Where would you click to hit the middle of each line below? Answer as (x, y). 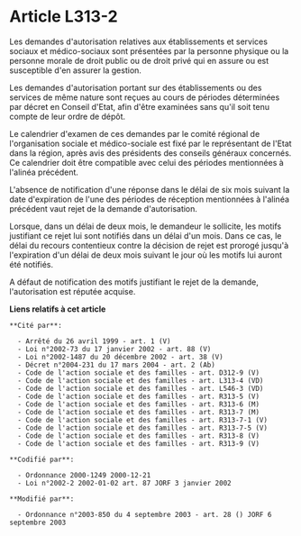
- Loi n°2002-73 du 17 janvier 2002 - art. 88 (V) (114, 349)
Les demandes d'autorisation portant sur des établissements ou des (136, 87)
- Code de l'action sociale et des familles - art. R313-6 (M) (138, 404)
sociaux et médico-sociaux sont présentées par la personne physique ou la (149, 50)
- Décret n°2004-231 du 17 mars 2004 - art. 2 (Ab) (117, 365)
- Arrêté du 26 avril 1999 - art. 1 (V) (94, 341)
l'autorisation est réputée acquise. (73, 291)
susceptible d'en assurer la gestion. (76, 70)
